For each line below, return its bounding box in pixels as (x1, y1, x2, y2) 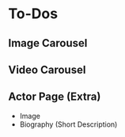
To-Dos (8, 5, 58, 23)
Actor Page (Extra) (8, 90, 101, 104)
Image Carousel (8, 36, 88, 50)
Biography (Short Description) (19, 120, 118, 129)
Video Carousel (8, 63, 86, 76)
